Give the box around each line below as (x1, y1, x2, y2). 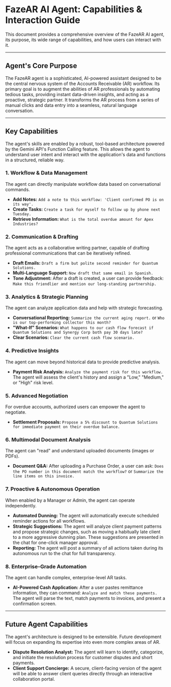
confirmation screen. (12, 600, 57, 607)
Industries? (12, 221, 38, 226)
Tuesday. (12, 211, 32, 217)
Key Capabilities (5, 127, 59, 136)
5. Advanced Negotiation (5, 392, 68, 399)
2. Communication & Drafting (5, 233, 79, 240)
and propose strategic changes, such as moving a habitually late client (12, 528, 161, 535)
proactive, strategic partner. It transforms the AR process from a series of (5, 97, 159, 103)
